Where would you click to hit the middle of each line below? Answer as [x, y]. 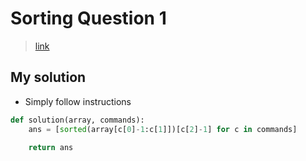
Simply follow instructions [78, 101]
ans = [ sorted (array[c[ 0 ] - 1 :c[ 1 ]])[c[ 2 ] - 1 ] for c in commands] [163, 129]
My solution [48, 77]
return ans [51, 147]
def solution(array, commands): [77, 120]
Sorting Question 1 [88, 18]
